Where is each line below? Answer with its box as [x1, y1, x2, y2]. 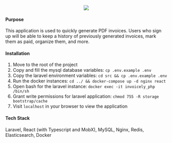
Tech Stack [5, 115, 30, 121]
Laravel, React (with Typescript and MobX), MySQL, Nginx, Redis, [5, 126, 144, 133]
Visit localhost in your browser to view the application [12, 103, 128, 110]
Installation [5, 50, 30, 56]
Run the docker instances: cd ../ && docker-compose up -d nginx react [12, 78, 166, 84]
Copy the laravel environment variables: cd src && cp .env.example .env [12, 72, 167, 79]
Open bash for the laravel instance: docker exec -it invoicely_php [12, 84, 155, 90]
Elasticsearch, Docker [5, 132, 52, 138]
